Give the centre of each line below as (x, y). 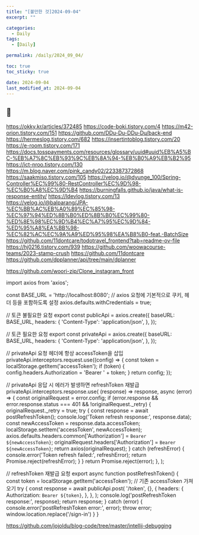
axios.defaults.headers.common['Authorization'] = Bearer (76, 436)
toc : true (18, 66)
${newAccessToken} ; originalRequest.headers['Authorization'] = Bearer (91, 443)
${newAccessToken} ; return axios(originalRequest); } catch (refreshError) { (95, 449)
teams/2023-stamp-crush (38, 253)
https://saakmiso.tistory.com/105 (46, 177)
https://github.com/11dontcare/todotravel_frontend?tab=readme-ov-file (93, 241)
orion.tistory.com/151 (32, 133)
